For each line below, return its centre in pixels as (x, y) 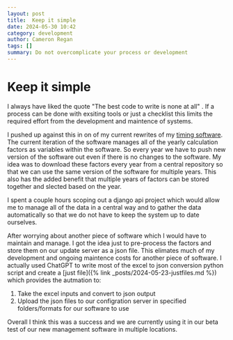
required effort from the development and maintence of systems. (100, 121)
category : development (40, 33)
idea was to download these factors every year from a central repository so (115, 164)
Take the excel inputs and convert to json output (86, 293)
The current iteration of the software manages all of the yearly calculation (113, 142)
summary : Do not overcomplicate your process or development (98, 53)
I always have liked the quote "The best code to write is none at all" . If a (111, 106)
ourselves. (22, 222)
